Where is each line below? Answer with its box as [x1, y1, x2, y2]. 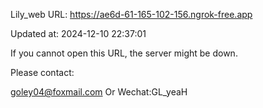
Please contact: [10, 67, 75, 78]
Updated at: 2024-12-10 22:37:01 [10, 28, 147, 39]
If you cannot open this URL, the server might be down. [10, 47, 238, 59]
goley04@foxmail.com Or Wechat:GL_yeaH [10, 86, 188, 98]
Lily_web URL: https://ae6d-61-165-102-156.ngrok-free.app [10, 9, 253, 20]
